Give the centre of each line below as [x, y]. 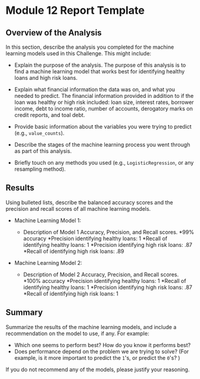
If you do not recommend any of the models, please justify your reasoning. [98, 369]
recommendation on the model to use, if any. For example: [78, 333]
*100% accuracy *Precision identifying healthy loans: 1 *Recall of [104, 280]
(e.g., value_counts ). [39, 133]
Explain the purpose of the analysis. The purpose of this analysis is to [100, 65]
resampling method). [40, 169]
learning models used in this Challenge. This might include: [78, 53]
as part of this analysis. [43, 151]
